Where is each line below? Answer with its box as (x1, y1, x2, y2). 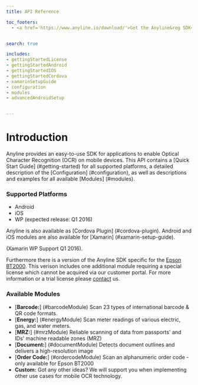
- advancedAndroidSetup (6, 95, 65, 101)
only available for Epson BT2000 (14, 360, 94, 367)
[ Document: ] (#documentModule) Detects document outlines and (14, 341, 175, 348)
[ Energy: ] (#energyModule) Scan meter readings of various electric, (14, 316, 181, 323)
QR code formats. (14, 310, 58, 317)
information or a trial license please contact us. (6, 275, 120, 282)
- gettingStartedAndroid (6, 62, 67, 68)
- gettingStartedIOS (6, 68, 57, 74)
